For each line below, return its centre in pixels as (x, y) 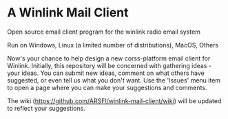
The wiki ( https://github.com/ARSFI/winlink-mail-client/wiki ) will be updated (114, 100)
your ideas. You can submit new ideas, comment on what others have (106, 73)
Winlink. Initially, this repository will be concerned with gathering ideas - (110, 65)
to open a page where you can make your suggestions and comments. (107, 87)
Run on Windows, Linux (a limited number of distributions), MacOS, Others (113, 45)
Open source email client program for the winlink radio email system (104, 32)
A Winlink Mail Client (68, 13)
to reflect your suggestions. (46, 108)
